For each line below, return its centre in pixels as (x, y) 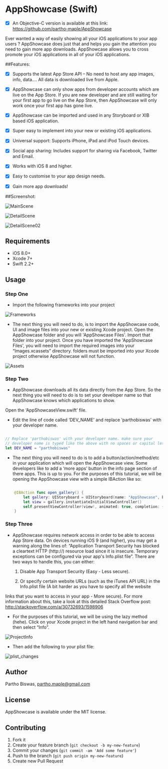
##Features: (18, 64)
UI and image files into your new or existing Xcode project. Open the (83, 330)
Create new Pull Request (38, 761)
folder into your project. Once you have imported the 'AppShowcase (82, 340)
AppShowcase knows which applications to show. (64, 401)
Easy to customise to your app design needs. (59, 176)
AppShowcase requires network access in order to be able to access (83, 535)
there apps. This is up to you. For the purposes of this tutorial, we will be (87, 473)
